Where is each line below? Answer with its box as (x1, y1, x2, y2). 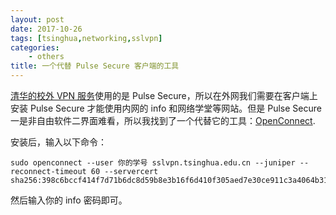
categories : (10, 42, 60, 53)
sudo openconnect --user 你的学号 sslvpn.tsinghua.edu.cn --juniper (10, 158, 296, 168)
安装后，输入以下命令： (10, 136, 107, 148)
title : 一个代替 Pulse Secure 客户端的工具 (10, 61, 180, 71)
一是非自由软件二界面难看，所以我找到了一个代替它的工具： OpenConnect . (10, 115, 316, 126)
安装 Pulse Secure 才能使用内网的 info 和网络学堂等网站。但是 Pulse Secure (10, 102, 322, 114)
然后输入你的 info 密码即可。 (10, 194, 128, 206)
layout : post (10, 14, 65, 25)
